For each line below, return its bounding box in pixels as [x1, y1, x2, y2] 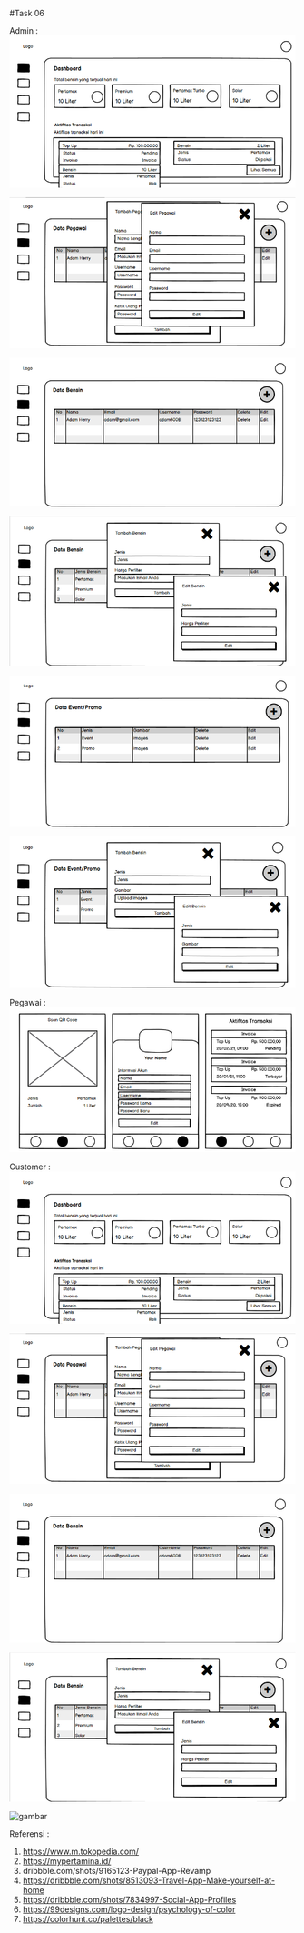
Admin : [9, 25, 39, 35]
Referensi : [9, 1828, 50, 1839]
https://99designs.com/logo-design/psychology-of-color [22, 1904, 236, 1915]
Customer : [9, 1161, 52, 1172]
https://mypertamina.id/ [22, 1855, 112, 1867]
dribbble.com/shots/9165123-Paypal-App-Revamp [22, 1865, 211, 1876]
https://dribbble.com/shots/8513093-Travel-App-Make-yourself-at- [22, 1875, 275, 1886]
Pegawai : [9, 997, 47, 1007]
